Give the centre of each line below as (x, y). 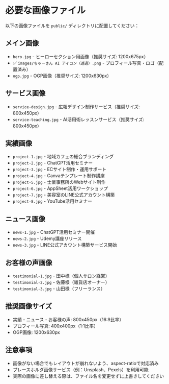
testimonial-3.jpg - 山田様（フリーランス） (59, 289)
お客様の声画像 (29, 263)
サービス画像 (25, 93)
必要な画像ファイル (46, 10)
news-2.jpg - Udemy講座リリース (47, 238)
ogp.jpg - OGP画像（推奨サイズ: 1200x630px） (62, 76)
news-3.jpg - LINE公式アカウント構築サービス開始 (65, 245)
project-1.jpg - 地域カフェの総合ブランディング (63, 157)
